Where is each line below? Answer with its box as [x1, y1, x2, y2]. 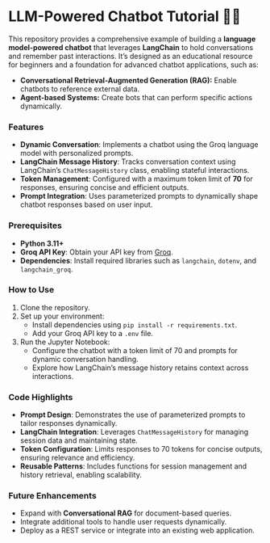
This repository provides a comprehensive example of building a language [8, 34, 256, 44]
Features [8, 121, 44, 133]
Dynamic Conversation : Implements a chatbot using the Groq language [19, 140, 259, 149]
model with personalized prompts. [19, 149, 134, 158]
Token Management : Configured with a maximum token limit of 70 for [19, 174, 254, 184]
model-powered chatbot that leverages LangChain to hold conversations [8, 42, 254, 52]
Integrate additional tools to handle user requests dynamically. [19, 517, 227, 527]
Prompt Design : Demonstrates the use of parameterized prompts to [19, 410, 246, 419]
